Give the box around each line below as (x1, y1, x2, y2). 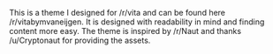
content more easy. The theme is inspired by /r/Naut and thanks (9, 26, 241, 36)
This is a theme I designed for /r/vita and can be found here (9, 8, 226, 17)
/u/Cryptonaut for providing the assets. (9, 35, 151, 45)
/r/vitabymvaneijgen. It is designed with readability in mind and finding (9, 17, 265, 27)
